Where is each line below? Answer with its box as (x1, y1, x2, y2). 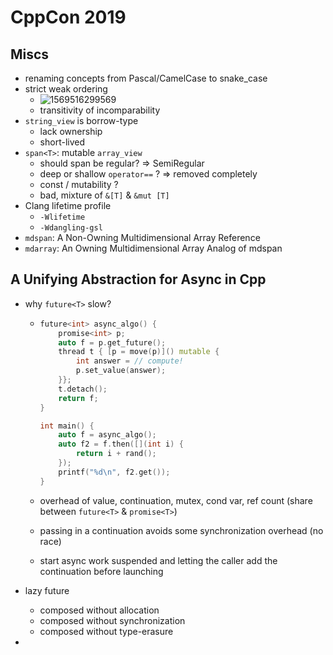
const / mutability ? (39, 179, 119, 190)
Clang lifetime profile (24, 200, 112, 211)
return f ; (58, 393, 99, 403)
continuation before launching (39, 565, 164, 577)
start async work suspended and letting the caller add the (39, 554, 278, 566)
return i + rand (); (75, 449, 157, 459)
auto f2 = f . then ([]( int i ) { (58, 439, 184, 450)
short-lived (39, 136, 86, 148)
